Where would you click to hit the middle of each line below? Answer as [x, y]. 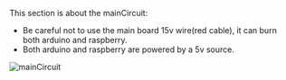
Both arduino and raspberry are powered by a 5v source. [129, 49]
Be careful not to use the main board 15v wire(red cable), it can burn [150, 30]
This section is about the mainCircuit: [79, 13]
